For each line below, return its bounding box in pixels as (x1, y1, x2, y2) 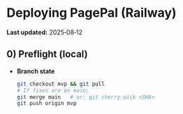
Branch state (16, 66, 55, 75)
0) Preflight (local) (6, 48, 88, 60)
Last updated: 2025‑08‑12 (6, 28, 83, 36)
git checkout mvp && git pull (16, 80, 105, 87)
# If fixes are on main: (16, 87, 89, 94)
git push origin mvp (16, 100, 77, 107)
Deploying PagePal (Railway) (6, 5, 177, 21)
